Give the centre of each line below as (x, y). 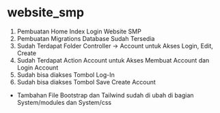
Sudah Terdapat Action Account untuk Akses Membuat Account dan (113, 60)
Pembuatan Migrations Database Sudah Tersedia (86, 38)
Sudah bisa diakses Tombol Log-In (66, 75)
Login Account (38, 67)
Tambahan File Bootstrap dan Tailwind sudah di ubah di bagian (105, 95)
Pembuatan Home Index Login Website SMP (79, 31)
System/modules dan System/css (64, 102)
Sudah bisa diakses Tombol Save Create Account (86, 82)
